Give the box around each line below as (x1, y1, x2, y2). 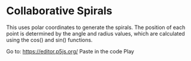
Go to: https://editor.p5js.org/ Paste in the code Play (6, 47, 135, 54)
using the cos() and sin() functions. (6, 36, 93, 43)
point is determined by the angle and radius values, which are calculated (6, 30, 186, 37)
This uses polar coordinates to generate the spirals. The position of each (6, 24, 186, 31)
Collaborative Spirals (6, 4, 113, 18)
